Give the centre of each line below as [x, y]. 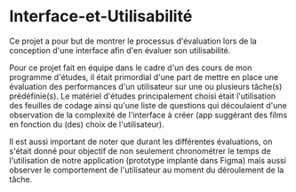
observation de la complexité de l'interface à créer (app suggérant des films [148, 115]
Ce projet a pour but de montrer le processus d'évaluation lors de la [133, 41]
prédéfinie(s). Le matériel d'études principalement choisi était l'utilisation [143, 96]
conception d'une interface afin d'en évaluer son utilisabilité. [120, 50]
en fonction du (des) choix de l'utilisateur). [87, 124]
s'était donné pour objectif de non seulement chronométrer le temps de [140, 151]
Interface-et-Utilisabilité [101, 16]
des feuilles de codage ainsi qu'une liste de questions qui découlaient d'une [148, 105]
